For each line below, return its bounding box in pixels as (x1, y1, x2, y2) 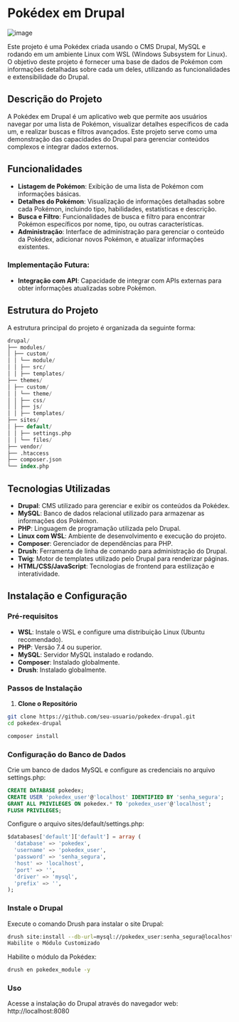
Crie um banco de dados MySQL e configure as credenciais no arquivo (7, 765, 216, 774)
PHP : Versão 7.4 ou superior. (17, 643, 102, 651)
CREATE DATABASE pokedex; (7, 786, 84, 794)
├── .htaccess (7, 450, 50, 457)
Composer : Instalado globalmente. (17, 658, 120, 666)
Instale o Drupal (7, 903, 63, 913)
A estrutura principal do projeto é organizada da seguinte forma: (7, 323, 196, 332)
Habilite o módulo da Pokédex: (7, 952, 97, 962)
